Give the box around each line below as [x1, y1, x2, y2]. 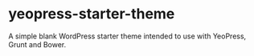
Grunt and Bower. [8, 39, 67, 49]
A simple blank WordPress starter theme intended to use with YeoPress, [8, 31, 247, 41]
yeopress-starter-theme [8, 5, 175, 23]
